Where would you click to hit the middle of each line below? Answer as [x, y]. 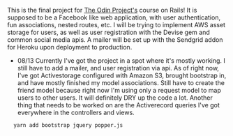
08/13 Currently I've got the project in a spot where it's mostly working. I [121, 61]
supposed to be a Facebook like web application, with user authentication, [114, 17]
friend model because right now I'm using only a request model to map [119, 90]
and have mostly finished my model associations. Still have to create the [121, 83]
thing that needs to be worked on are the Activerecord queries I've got [118, 105]
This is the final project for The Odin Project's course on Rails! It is [102, 10]
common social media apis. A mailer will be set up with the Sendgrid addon [115, 40]
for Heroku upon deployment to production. [70, 47]
